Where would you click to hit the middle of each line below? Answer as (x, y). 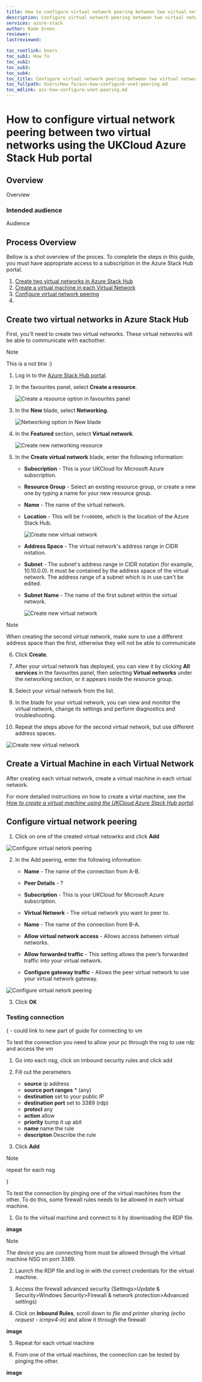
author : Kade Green (31, 29)
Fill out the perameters (43, 1072)
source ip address (47, 1083)
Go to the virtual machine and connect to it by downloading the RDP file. (104, 1218)
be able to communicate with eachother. (56, 340)
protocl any (38, 1109)
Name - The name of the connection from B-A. (82, 924)
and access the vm (30, 1048)
